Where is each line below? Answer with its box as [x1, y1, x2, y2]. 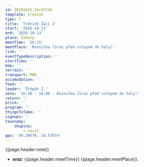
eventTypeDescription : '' [5, 53, 59, 59]
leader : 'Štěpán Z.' [5, 86, 48, 91]
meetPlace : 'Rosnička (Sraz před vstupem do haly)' [5, 44, 115, 49]
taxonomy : [5, 118, 26, 124]
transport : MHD [5, 72, 37, 77]
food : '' [5, 81, 23, 86]
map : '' [5, 63, 21, 68]
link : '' [5, 49, 23, 54]
